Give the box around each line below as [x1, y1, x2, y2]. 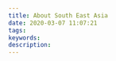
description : [8, 41, 52, 49]
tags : [8, 26, 26, 34]
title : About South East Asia [8, 11, 109, 20]
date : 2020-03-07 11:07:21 [8, 19, 98, 27]
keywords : [8, 33, 41, 42]
